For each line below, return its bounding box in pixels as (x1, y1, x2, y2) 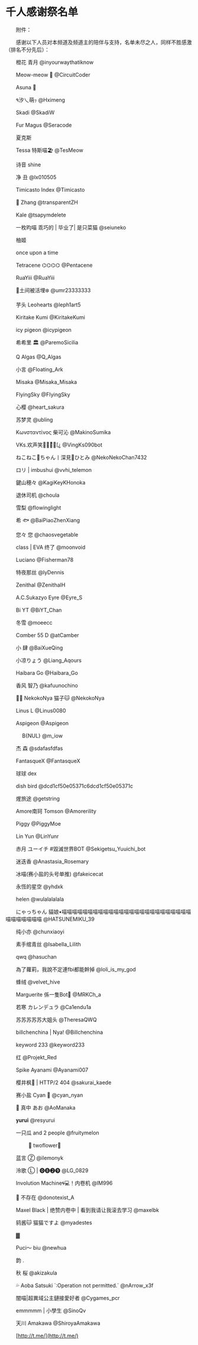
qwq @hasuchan (15, 953, 57, 960)
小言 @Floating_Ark (15, 366, 63, 373)
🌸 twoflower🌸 (28, 1142, 61, 1149)
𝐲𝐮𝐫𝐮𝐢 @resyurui (15, 1116, 56, 1124)
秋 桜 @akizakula (15, 1269, 57, 1276)
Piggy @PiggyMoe (15, 820, 61, 827)
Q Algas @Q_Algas (15, 353, 61, 360)
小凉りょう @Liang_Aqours (15, 657, 82, 664)
